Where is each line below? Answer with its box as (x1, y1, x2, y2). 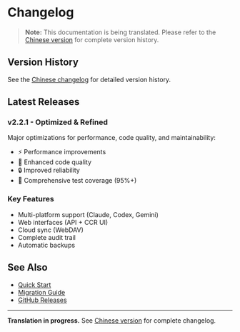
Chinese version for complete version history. (24, 35, 159, 44)
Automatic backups (17, 241, 76, 249)
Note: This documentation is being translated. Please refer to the (24, 28, 216, 36)
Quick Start (17, 280, 51, 289)
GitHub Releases (17, 296, 67, 304)
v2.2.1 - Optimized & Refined (7, 117, 109, 127)
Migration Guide (17, 288, 66, 296)
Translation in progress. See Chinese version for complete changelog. (7, 316, 216, 325)
